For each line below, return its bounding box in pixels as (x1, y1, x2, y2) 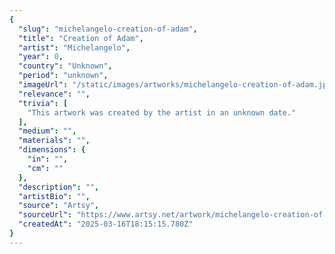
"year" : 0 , (18, 52, 64, 62)
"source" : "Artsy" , (18, 201, 100, 211)
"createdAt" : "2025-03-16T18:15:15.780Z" (18, 219, 194, 230)
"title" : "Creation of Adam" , (18, 33, 144, 43)
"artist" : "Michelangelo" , (18, 42, 131, 53)
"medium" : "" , (18, 126, 77, 136)
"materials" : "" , (18, 136, 91, 146)
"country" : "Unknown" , (18, 61, 113, 71)
